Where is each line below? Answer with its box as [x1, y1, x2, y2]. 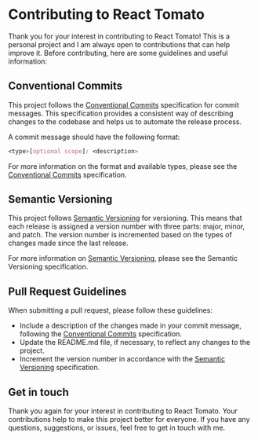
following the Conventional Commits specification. [19, 329, 183, 339]
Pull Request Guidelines [8, 284, 127, 298]
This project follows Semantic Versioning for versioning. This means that [8, 214, 242, 223]
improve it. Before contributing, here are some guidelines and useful [8, 48, 228, 57]
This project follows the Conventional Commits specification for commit [8, 100, 239, 109]
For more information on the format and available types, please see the [8, 161, 238, 170]
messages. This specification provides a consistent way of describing [8, 108, 234, 118]
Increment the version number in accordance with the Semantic [19, 354, 226, 364]
